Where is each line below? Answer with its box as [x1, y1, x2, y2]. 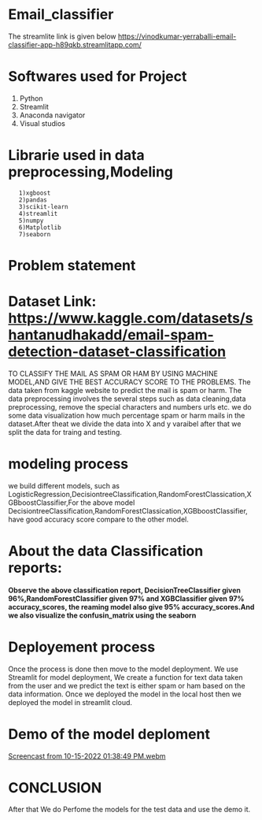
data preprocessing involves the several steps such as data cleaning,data [8, 394, 246, 403]
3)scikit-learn [18, 202, 68, 210]
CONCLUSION [8, 778, 102, 796]
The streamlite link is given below [8, 32, 116, 41]
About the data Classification [8, 542, 204, 560]
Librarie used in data [8, 147, 146, 165]
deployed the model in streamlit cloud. [8, 697, 132, 707]
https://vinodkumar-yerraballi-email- [117, 32, 237, 41]
